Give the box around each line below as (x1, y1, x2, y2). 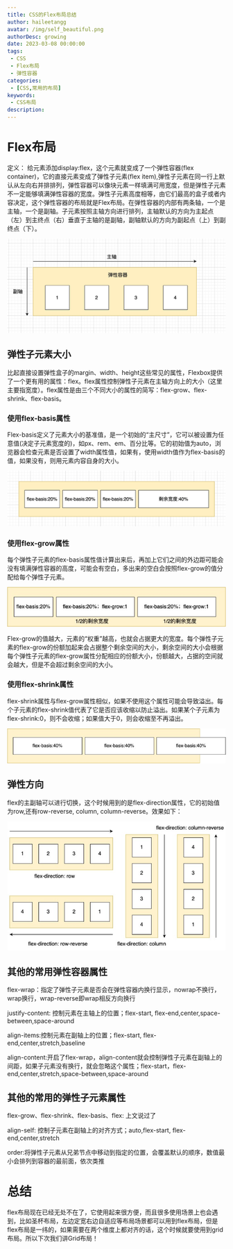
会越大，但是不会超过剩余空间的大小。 (7, 660, 116, 669)
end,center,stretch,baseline (7, 1039, 85, 1048)
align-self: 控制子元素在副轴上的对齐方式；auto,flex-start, (7, 1126, 171, 1134)
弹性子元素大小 (7, 349, 71, 360)
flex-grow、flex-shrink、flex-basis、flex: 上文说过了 (7, 1112, 156, 1120)
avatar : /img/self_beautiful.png (7, 26, 104, 33)
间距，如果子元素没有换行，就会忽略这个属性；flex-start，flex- (7, 1062, 187, 1071)
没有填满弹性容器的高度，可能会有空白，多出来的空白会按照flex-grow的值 (7, 564, 217, 573)
